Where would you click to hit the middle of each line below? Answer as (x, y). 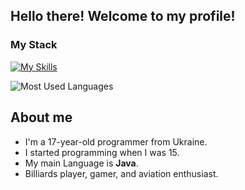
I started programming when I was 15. (102, 152)
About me (41, 117)
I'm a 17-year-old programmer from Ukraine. (116, 141)
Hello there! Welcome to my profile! (123, 16)
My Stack (34, 45)
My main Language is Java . (81, 163)
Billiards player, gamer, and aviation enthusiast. (121, 173)
